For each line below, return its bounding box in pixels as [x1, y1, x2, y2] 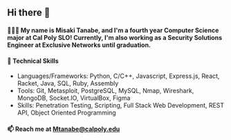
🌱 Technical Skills [7, 57, 59, 65]
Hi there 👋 [7, 7, 50, 19]
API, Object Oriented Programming [17, 108, 116, 117]
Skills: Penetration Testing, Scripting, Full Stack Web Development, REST [17, 101, 225, 110]
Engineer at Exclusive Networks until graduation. [7, 41, 151, 49]
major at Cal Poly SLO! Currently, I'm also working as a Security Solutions [7, 33, 223, 41]
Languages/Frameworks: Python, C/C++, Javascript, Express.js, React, [17, 72, 220, 80]
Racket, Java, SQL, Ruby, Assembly [17, 79, 119, 88]
